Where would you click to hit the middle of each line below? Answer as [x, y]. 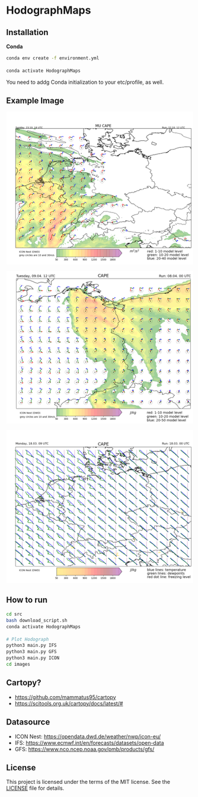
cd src [14, 614]
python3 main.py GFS [32, 652]
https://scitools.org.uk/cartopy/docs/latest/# [69, 703]
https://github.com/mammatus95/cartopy [66, 697]
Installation [27, 32]
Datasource [28, 722]
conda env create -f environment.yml [53, 58]
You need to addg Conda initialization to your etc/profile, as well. [85, 82]
